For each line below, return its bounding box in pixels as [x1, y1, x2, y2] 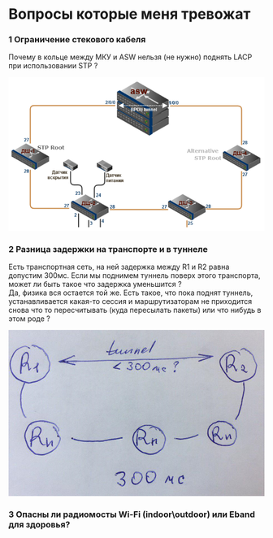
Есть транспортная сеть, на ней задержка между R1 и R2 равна [8, 262, 230, 272]
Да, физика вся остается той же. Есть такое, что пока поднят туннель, [8, 288, 253, 297]
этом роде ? [8, 314, 51, 323]
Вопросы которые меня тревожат [8, 5, 251, 24]
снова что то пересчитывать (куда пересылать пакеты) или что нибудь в [8, 306, 262, 315]
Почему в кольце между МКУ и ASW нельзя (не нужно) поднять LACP [8, 52, 253, 62]
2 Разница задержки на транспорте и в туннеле [8, 243, 209, 254]
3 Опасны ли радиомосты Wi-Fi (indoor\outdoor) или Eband [8, 509, 256, 520]
